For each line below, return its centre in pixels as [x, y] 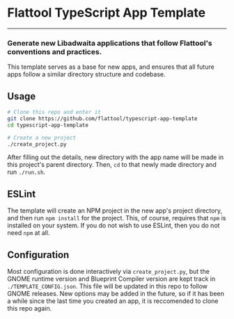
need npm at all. [29, 233]
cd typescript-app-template [48, 125]
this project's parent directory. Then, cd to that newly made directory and [112, 165]
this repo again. [30, 309]
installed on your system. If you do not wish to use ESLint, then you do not [114, 226]
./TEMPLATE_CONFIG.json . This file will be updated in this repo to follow [107, 286]
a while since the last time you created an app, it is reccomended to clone [113, 301]
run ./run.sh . [26, 172]
